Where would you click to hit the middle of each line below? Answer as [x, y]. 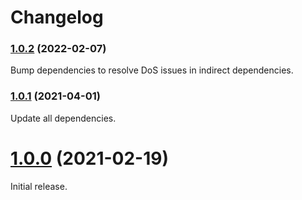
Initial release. [39, 186]
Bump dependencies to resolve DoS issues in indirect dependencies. [152, 70]
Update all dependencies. [63, 118]
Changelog [57, 17]
